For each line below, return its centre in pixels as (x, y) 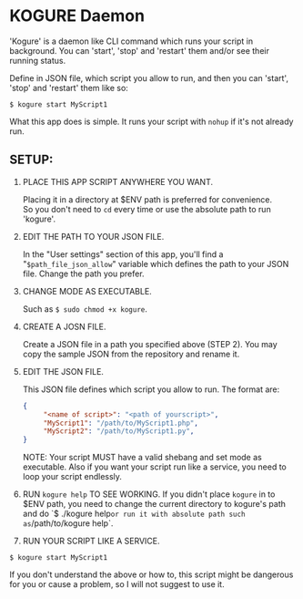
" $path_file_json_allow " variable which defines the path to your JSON (156, 263)
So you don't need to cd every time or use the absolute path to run (146, 209)
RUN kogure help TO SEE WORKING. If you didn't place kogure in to (149, 494)
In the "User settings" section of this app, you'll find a (123, 254)
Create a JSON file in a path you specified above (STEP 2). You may (150, 344)
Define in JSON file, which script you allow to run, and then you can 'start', (149, 77)
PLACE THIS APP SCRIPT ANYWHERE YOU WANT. (118, 181)
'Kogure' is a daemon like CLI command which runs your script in (131, 41)
